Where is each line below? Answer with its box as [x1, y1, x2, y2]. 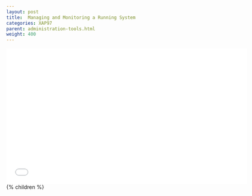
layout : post [6, 8, 39, 15]
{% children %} [6, 183, 45, 191]
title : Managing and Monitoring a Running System [6, 14, 136, 21]
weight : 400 [6, 31, 36, 37]
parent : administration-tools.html [6, 25, 96, 32]
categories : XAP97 [6, 20, 52, 26]
